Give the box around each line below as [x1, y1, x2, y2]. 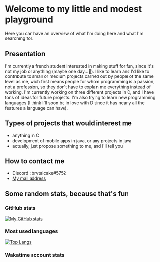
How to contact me [5, 157, 64, 165]
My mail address [12, 175, 46, 181]
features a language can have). [5, 105, 68, 111]
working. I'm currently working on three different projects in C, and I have [5, 89, 154, 95]
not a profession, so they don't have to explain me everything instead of [5, 84, 151, 90]
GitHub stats [5, 204, 36, 211]
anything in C [12, 132, 39, 138]
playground [5, 14, 53, 25]
